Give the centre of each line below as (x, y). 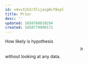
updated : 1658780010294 (29, 23)
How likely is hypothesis (29, 41)
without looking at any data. (33, 57)
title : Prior (18, 14)
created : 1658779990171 (29, 28)
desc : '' (14, 18)
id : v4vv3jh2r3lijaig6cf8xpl (35, 9)
